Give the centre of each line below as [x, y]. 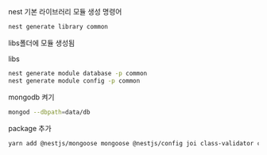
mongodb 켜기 [31, 97]
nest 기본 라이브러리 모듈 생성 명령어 [65, 12]
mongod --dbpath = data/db [49, 112]
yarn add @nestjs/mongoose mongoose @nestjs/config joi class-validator [131, 143]
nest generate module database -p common [78, 73]
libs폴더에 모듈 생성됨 [42, 43]
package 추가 [30, 128]
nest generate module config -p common [74, 81]
